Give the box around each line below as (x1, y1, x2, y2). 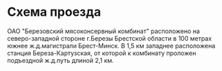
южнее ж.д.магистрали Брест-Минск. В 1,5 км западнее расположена (7, 41, 216, 50)
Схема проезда (7, 4, 102, 20)
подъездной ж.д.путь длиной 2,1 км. (7, 56, 114, 64)
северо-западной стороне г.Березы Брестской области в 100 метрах (7, 34, 212, 42)
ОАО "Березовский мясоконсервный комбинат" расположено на (7, 27, 201, 35)
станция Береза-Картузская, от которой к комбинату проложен (7, 49, 196, 57)
